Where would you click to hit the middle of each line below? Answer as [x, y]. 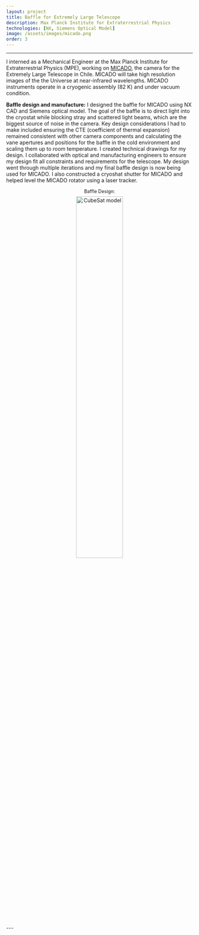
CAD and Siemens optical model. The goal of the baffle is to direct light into [98, 111]
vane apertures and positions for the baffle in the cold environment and [93, 142]
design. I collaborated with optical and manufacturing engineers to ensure [96, 155]
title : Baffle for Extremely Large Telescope [63, 17]
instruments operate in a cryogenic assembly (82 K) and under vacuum [93, 87]
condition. [18, 93]
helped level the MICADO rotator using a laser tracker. [72, 180]
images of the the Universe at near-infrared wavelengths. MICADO [87, 80]
